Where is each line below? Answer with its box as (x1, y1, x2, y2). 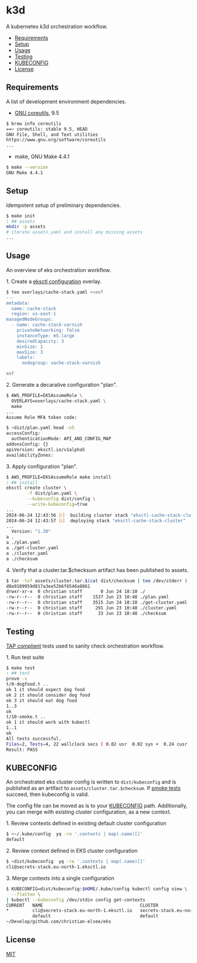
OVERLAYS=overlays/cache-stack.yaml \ (11, 398, 107, 404)
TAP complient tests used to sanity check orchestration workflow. (6, 642, 165, 649)
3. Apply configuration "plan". (6, 462, 78, 469)
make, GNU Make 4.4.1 (14, 153, 70, 160)
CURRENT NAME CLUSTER (6, 902, 159, 908)
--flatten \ (11, 891, 41, 897)
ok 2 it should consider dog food (6, 692, 91, 698)
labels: (16, 355, 35, 360)
